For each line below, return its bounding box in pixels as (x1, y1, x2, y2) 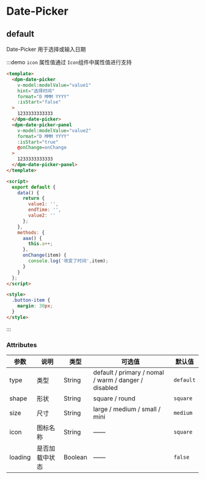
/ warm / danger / (93, 376, 143, 384)
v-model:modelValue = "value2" (17, 127, 92, 134)
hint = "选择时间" (17, 87, 55, 94)
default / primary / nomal (93, 368, 165, 377)
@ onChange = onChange (17, 145, 67, 151)
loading (9, 453, 31, 462)
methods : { (17, 229, 45, 236)
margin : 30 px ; (17, 303, 53, 309)
